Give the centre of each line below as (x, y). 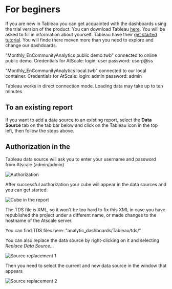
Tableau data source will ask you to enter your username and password (81, 159)
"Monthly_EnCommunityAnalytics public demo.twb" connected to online (81, 55)
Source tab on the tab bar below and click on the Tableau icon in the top (82, 125)
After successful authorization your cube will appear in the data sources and (86, 184)
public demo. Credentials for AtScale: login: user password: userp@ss (79, 60)
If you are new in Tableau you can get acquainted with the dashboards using (86, 24)
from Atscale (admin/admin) (35, 164)
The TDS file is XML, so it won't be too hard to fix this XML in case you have (85, 209)
